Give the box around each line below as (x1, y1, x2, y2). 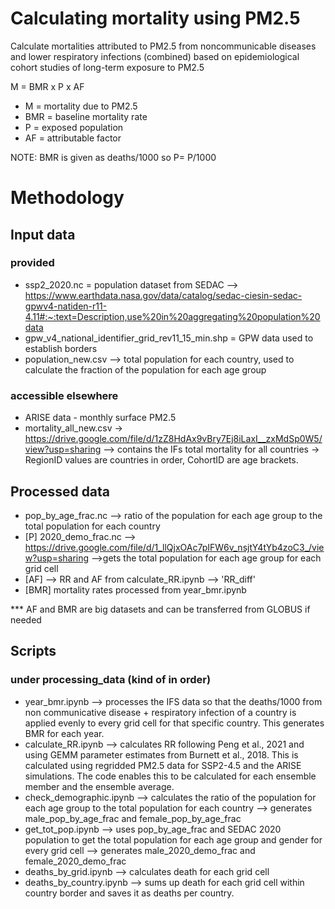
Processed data (10, 483, 111, 500)
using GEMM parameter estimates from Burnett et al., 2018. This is (24, 748, 299, 761)
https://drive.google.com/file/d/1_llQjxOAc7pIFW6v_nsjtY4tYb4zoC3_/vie (24, 541, 325, 553)
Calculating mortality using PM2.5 (10, 7, 301, 30)
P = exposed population (24, 121, 124, 133)
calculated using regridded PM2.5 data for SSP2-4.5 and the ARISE (24, 759, 302, 771)
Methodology (10, 187, 125, 209)
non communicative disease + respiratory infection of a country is (24, 706, 297, 718)
